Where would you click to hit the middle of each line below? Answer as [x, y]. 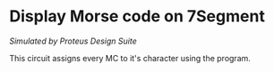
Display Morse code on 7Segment [137, 16]
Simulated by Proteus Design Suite [73, 41]
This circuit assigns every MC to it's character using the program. [130, 58]
